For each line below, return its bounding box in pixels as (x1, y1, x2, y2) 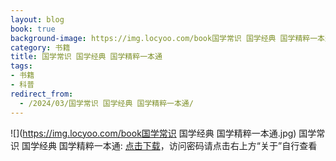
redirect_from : (10, 89, 74, 99)
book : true (10, 24, 56, 34)
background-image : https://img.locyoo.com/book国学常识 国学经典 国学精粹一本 (10, 33, 325, 43)
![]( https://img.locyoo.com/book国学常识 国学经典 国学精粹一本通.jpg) (10, 127, 297, 139)
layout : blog (10, 14, 65, 25)
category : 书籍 (10, 42, 71, 53)
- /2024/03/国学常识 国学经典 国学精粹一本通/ (19, 98, 194, 108)
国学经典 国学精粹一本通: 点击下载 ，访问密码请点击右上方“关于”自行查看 (21, 139, 318, 151)
